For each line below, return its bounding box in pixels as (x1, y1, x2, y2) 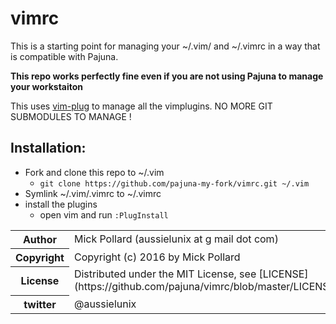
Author (22, 232, 58, 246)
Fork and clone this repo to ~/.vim (24, 166, 165, 178)
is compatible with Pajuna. (10, 50, 119, 62)
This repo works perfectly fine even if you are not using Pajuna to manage (10, 70, 324, 82)
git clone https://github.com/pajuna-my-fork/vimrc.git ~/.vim (39, 178, 310, 189)
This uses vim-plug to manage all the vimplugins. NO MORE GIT (10, 100, 273, 112)
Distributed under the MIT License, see (73, 267, 257, 281)
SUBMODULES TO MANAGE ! (10, 110, 132, 122)
